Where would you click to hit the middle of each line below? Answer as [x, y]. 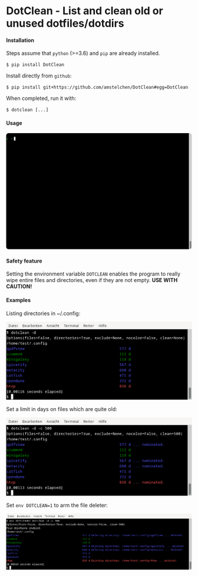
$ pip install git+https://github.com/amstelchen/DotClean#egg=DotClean [97, 88]
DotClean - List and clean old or [85, 11]
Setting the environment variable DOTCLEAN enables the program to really [93, 274]
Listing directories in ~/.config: [43, 313]
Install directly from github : [39, 76]
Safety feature [24, 261]
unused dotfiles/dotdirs [65, 23]
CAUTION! [19, 287]
